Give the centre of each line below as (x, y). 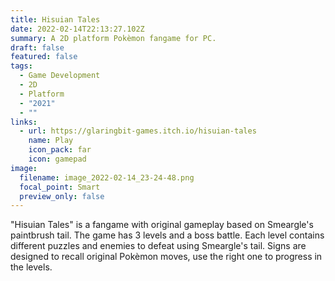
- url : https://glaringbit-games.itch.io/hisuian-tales (138, 131)
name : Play (51, 141)
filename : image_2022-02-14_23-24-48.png (107, 177)
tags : (21, 66)
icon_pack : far (60, 150)
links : (24, 122)
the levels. (31, 267)
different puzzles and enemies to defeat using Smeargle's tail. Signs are (158, 246)
